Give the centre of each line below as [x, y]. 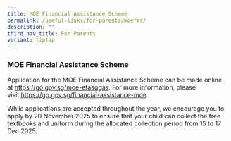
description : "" [31, 27]
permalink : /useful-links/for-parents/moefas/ [77, 20]
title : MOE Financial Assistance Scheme [68, 14]
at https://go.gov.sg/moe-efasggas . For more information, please [101, 87]
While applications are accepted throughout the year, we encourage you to [116, 109]
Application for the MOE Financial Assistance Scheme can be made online [115, 80]
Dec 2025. [23, 131]
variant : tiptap [31, 40]
